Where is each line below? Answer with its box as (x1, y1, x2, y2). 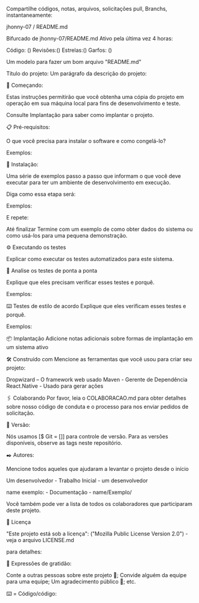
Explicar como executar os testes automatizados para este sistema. (6, 256, 174, 262)
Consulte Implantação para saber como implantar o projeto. (6, 112, 154, 118)
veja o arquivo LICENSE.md (6, 537, 74, 543)
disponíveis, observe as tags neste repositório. (6, 440, 122, 446)
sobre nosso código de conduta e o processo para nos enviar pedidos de (6, 403, 189, 410)
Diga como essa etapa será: (6, 191, 76, 198)
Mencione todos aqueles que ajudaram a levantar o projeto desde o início (6, 466, 189, 472)
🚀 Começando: (6, 81, 43, 89)
